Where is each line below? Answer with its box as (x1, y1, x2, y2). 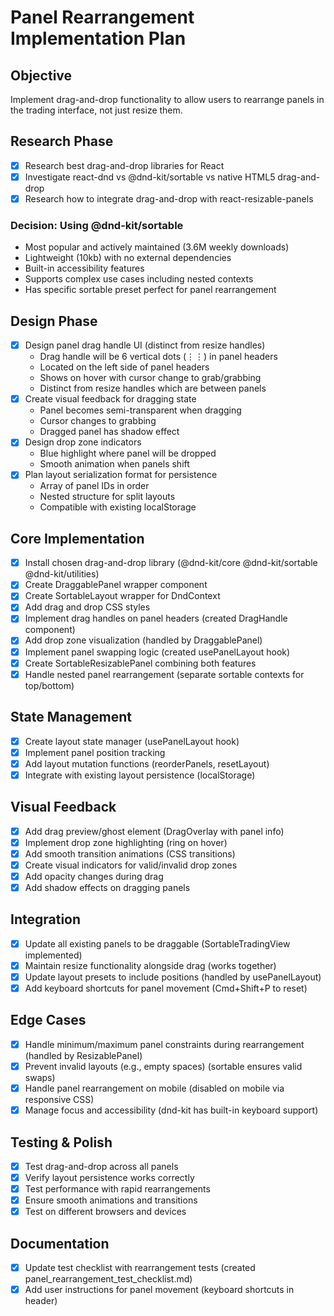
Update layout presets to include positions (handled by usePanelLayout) (24, 971, 322, 983)
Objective (10, 67, 73, 84)
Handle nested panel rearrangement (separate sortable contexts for (24, 668, 305, 680)
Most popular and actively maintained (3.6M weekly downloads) (24, 241, 290, 253)
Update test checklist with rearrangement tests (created (24, 1262, 256, 1274)
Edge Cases (10, 1012, 87, 1029)
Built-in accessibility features (24, 262, 145, 275)
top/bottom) (24, 679, 75, 691)
